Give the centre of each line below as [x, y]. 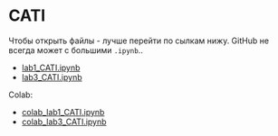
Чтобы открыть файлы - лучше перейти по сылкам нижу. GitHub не [139, 41]
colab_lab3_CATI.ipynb [64, 122]
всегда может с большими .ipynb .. [76, 50]
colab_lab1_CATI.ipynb [63, 112]
